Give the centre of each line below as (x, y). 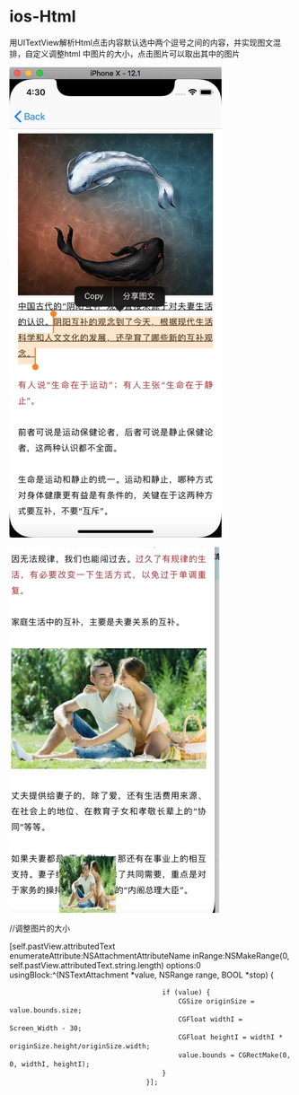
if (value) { (186, 992)
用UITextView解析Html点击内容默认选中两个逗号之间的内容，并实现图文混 (145, 42)
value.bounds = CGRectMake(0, (235, 1055)
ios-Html (43, 17)
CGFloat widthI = (211, 1019)
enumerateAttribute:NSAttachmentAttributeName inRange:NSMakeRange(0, (149, 955)
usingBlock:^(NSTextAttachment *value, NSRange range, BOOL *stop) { (141, 975)
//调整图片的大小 (40, 928)
